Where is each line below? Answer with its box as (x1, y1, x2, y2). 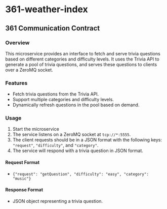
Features (5, 79, 28, 86)
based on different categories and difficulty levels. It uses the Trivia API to (5, 56, 159, 62)
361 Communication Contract (5, 24, 100, 33)
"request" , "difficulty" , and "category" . (12, 142, 99, 148)
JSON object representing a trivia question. (12, 198, 103, 204)
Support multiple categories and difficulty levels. (12, 97, 114, 103)
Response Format (5, 187, 44, 193)
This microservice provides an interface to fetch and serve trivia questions (5, 50, 160, 56)
